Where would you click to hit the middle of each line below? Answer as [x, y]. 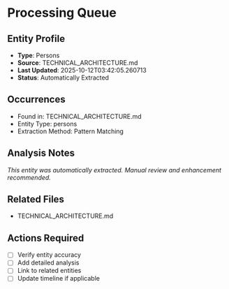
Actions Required [46, 238]
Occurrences [36, 99]
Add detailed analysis [48, 262]
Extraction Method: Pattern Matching [71, 131]
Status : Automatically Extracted [63, 77]
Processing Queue [62, 13]
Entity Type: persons [47, 124]
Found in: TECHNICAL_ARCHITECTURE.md [79, 116]
